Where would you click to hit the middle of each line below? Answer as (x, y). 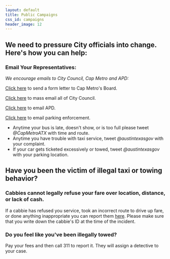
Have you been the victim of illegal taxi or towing (84, 171)
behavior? (22, 179)
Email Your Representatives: (41, 67)
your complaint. (29, 143)
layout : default (22, 10)
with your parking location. (41, 154)
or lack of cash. (25, 199)
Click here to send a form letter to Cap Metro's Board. (61, 88)
